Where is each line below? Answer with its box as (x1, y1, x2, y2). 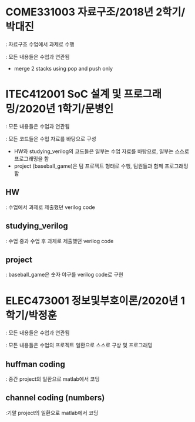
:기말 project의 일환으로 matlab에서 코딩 (5, 409, 99, 416)
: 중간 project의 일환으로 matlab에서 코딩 (5, 376, 100, 383)
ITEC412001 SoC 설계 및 (5, 88, 122, 101)
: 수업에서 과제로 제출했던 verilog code (5, 204, 95, 211)
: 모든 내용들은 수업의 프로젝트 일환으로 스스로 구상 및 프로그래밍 (5, 342, 153, 349)
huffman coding (5, 359, 65, 369)
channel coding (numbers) (5, 393, 105, 403)
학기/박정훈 (5, 308, 57, 322)
